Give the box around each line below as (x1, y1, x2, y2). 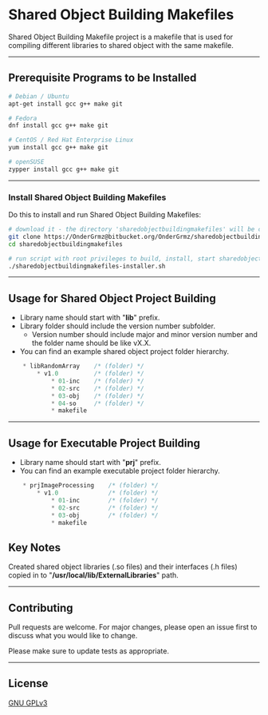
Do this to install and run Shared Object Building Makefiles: (8, 210, 202, 220)
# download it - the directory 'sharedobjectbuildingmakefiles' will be (8, 225, 255, 233)
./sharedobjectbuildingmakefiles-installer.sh (8, 262, 166, 270)
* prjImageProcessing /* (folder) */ (22, 482, 159, 490)
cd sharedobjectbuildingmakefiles (8, 240, 124, 248)
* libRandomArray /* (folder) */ (22, 362, 145, 371)
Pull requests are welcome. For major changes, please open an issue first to (8, 622, 258, 632)
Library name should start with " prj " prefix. (19, 458, 161, 467)
